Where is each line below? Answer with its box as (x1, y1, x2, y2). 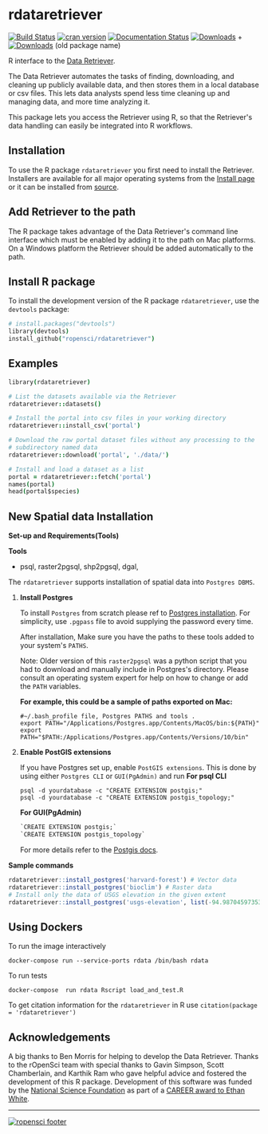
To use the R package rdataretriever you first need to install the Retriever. (8, 165, 254, 175)
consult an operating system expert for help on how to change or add (19, 673, 249, 683)
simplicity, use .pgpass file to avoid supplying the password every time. (19, 617, 254, 626)
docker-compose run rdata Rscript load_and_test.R (8, 986, 183, 994)
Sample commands (8, 860, 74, 870)
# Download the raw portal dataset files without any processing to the (8, 437, 255, 445)
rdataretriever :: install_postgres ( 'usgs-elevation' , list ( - (8, 898, 213, 907)
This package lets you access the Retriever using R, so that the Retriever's (8, 112, 253, 121)
